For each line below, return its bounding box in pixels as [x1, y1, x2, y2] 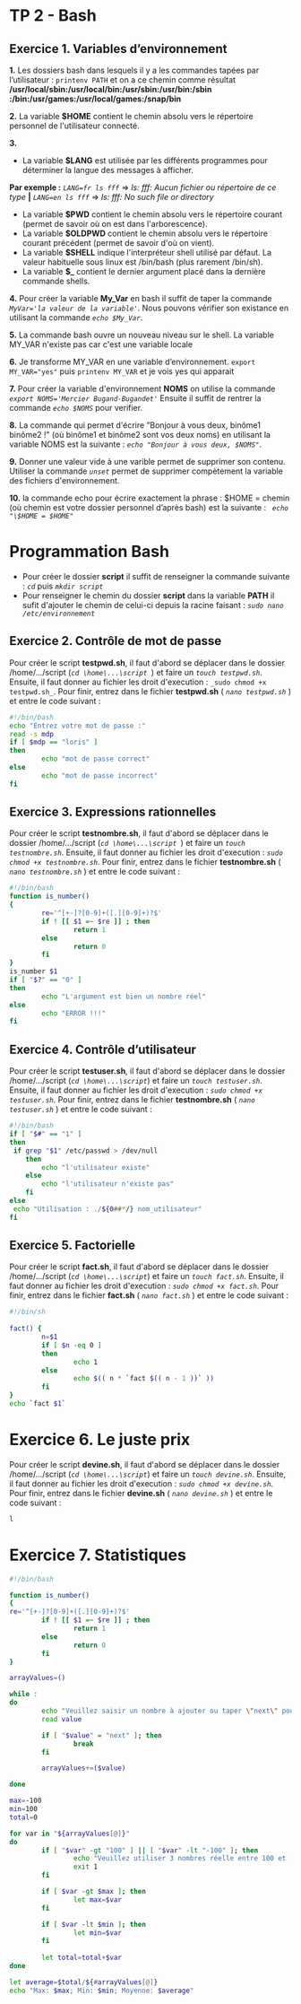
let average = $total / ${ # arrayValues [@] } [9, 1977, 159, 1987]
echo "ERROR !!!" [41, 1008, 106, 1018]
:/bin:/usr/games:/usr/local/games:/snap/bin [9, 93, 182, 104]
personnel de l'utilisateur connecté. [9, 120, 141, 131]
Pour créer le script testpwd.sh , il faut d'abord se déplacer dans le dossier [9, 657, 285, 668]
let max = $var [73, 1895, 123, 1904]
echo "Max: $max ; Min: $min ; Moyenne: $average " [9, 1986, 194, 1995]
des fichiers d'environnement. [9, 475, 120, 485]
